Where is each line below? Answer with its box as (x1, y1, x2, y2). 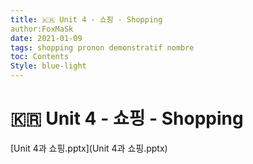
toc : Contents (10, 52, 70, 62)
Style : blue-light (10, 61, 87, 71)
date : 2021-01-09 (10, 33, 83, 43)
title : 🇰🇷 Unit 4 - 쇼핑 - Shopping (10, 14, 163, 25)
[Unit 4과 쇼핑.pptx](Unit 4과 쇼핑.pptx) (10, 142, 168, 154)
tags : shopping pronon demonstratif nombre (10, 42, 195, 53)
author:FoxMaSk (10, 24, 74, 34)
